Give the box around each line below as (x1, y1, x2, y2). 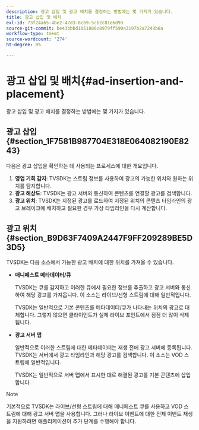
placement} (6, 87, 65, 101)
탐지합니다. (26, 182, 52, 189)
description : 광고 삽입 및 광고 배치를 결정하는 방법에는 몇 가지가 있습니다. (6, 8, 173, 15)
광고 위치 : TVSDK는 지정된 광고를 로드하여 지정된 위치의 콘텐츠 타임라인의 (14, 197, 186, 204)
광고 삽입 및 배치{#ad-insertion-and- (6, 75, 184, 88)
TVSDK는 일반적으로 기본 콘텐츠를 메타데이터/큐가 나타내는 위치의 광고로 (14, 304, 184, 311)
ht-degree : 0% (6, 42, 42, 48)
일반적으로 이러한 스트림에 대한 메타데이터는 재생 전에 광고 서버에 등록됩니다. (14, 344, 193, 351)
